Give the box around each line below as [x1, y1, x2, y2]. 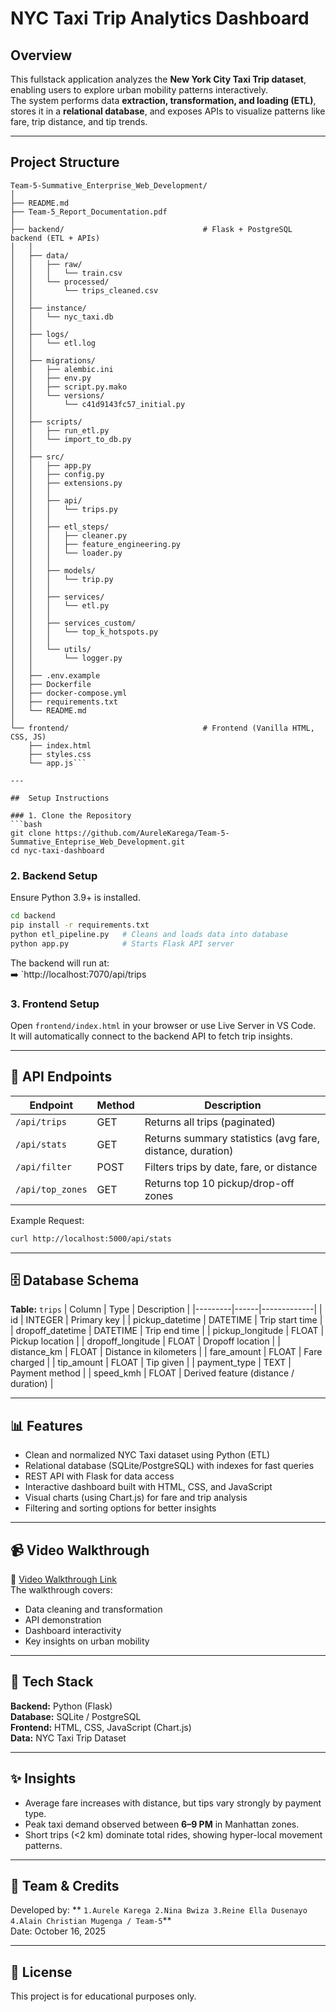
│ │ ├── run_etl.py [10, 425, 110, 436]
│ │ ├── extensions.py [10, 478, 123, 488]
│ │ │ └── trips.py [10, 504, 118, 514]
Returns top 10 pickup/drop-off [144, 1176, 295, 1190]
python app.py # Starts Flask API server [10, 938, 235, 949]
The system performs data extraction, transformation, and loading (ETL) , [10, 95, 317, 106]
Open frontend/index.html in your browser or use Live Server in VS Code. [10, 1019, 317, 1031]
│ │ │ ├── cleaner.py [10, 530, 128, 541]
